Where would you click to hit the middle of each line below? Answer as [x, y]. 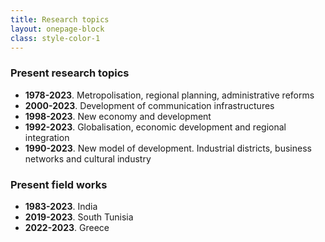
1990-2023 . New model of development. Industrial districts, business [168, 148]
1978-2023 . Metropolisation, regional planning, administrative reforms [169, 95]
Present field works [59, 184]
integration [47, 137]
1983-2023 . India [61, 206]
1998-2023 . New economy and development [118, 116]
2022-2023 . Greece [67, 227]
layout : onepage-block [57, 29]
